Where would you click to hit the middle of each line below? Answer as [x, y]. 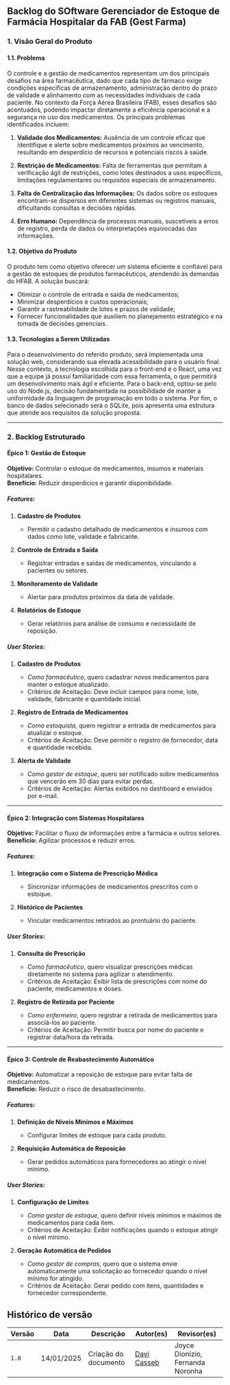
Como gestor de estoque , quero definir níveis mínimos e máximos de [124, 1216]
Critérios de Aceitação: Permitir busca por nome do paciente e [115, 1030]
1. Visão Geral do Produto [50, 42]
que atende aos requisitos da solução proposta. [74, 412]
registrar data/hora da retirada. [71, 1037]
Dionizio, [189, 1354]
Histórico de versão [50, 1315]
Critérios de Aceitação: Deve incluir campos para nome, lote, [113, 691]
